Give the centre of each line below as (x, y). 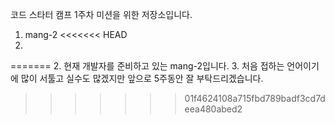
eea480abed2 (213, 109)
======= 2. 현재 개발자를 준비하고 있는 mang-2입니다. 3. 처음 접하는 (147, 66)
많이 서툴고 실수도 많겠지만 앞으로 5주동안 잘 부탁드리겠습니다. (142, 78)
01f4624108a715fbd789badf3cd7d (255, 98)
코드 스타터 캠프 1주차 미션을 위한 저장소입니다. (101, 14)
